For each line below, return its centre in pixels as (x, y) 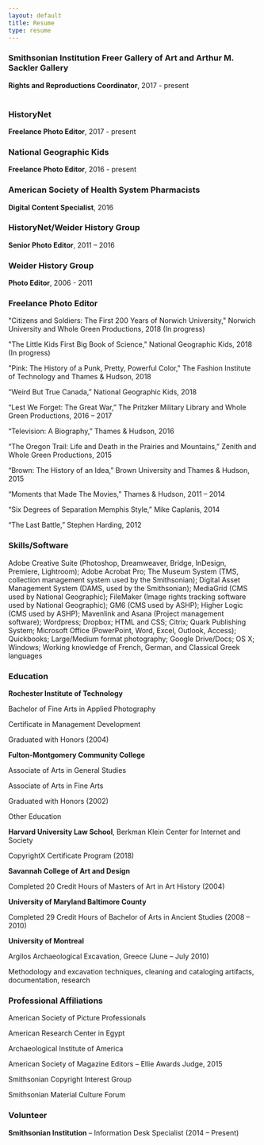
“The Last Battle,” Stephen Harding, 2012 (75, 525)
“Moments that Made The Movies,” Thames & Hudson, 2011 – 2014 (117, 494)
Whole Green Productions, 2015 (60, 455)
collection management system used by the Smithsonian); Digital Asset (124, 579)
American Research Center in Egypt (67, 1033)
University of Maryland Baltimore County (77, 902)
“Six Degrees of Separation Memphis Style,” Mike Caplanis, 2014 (114, 509)
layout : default (35, 15)
